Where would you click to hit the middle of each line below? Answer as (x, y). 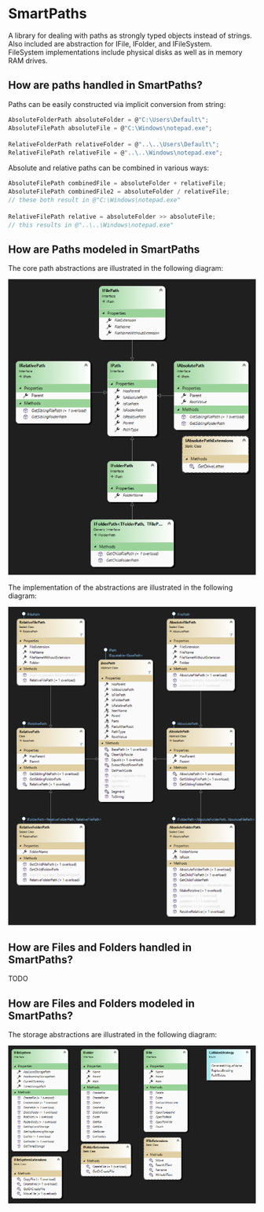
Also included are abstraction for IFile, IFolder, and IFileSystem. (110, 43)
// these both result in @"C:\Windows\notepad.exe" (94, 200)
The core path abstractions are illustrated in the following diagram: (116, 268)
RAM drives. (28, 61)
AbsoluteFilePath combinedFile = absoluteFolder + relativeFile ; (117, 183)
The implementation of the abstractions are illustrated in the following (121, 587)
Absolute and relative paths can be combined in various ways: (109, 168)
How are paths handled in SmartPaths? (105, 85)
